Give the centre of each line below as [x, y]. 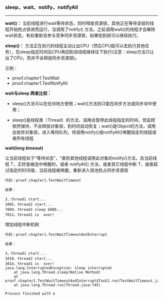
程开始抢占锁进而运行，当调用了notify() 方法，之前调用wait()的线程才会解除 [80, 29]
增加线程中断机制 [22, 225]
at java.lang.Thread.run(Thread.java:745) [57, 285]
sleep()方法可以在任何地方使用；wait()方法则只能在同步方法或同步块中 [82, 104]
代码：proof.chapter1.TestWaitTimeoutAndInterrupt [56, 235]
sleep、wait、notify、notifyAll [42, 7]
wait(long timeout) [24, 148]
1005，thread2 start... [29, 205]
